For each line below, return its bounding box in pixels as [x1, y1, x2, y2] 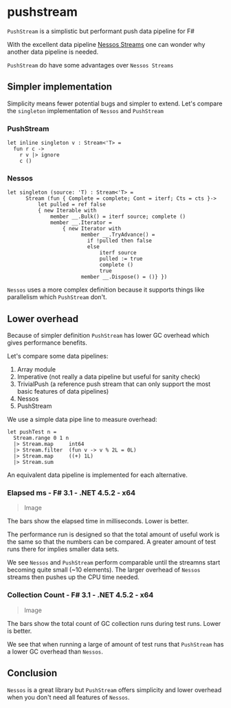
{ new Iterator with [62, 225, 122, 232]
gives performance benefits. [7, 338, 88, 347]
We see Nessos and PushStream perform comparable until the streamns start [7, 558, 221, 567]
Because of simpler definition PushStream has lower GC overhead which [7, 332, 210, 340]
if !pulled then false [87, 237, 153, 245]
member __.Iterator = [50, 219, 112, 226]
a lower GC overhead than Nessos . [7, 647, 103, 656]
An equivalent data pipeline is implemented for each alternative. [7, 471, 188, 479]
